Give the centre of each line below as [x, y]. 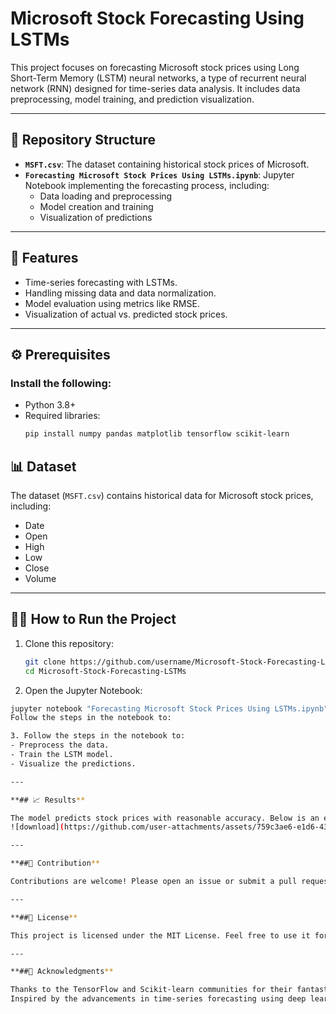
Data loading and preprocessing [106, 196]
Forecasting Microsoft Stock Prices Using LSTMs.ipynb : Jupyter [159, 174]
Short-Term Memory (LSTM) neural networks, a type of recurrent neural [158, 78]
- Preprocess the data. [60, 745]
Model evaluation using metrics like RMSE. [112, 303]
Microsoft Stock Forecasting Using [157, 18]
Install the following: [61, 383]
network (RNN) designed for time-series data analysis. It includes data [155, 88]
